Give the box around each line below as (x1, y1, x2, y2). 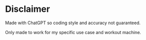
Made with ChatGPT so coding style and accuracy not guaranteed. (5, 20, 141, 26)
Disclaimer (5, 3, 50, 15)
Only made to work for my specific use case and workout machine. (5, 29, 142, 35)
